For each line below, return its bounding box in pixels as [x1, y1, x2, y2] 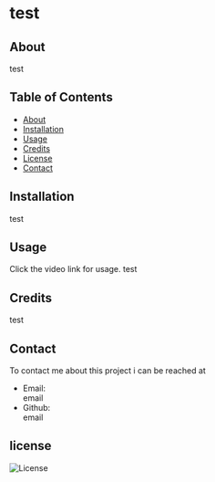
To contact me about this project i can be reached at [9, 365, 207, 376]
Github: [22, 403, 51, 414]
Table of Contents [9, 89, 114, 105]
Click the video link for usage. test [9, 264, 138, 275]
